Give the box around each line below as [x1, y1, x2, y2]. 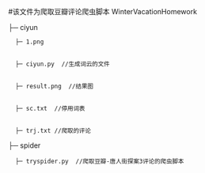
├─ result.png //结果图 [15, 82, 93, 90]
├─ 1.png [15, 38, 44, 46]
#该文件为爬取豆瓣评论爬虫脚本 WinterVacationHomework [8, 7, 198, 16]
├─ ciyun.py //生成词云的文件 [15, 60, 110, 68]
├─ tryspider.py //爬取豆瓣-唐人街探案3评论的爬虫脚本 [15, 157, 184, 165]
